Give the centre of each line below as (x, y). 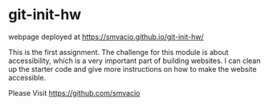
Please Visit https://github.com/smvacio (74, 92)
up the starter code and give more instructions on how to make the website (132, 69)
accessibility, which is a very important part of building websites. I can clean (134, 61)
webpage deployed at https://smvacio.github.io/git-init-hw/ (106, 37)
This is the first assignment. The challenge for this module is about (118, 52)
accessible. (27, 77)
